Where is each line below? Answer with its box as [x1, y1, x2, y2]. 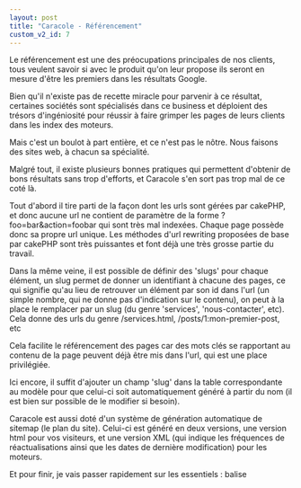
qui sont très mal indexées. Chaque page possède [98, 219, 285, 230]
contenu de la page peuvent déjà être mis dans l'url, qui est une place [9, 350, 268, 360]
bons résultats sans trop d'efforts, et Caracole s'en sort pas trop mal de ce [9, 173, 286, 184]
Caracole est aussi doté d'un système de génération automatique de [9, 413, 263, 424]
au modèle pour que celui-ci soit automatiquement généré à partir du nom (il [9, 386, 293, 397]
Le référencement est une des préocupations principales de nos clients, [9, 55, 276, 66]
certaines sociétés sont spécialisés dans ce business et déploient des [9, 101, 268, 111]
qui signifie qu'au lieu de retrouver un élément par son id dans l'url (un [9, 285, 270, 296]
